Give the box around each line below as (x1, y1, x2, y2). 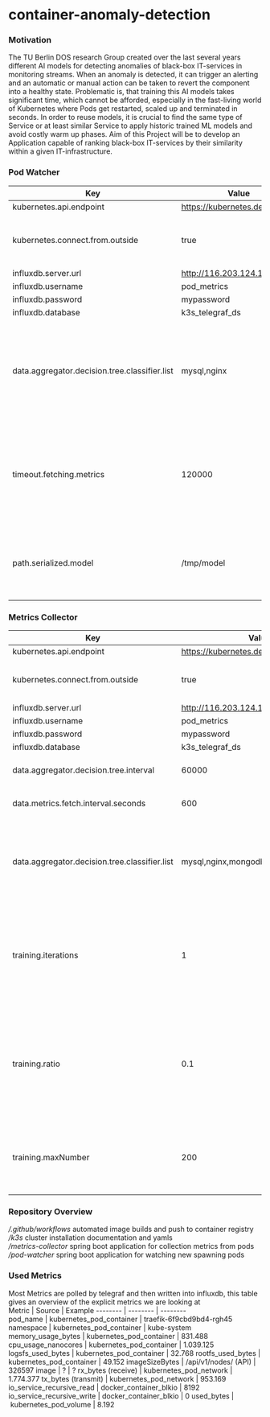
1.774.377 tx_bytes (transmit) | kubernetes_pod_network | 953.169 (8, 1374, 227, 1383)
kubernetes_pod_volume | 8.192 (10, 1399, 115, 1409)
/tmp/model (181, 557, 226, 568)
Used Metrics (8, 1270, 63, 1281)
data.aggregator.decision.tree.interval (12, 764, 155, 776)
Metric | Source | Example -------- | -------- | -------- (8, 1305, 186, 1315)
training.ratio (12, 1058, 60, 1069)
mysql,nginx (181, 365, 227, 376)
